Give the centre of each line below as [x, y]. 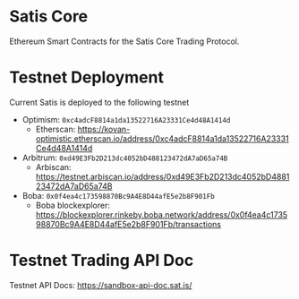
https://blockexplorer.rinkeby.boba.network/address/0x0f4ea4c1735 [162, 214]
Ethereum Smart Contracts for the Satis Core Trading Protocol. [124, 41]
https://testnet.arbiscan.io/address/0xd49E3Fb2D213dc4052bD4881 [162, 176]
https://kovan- [104, 129]
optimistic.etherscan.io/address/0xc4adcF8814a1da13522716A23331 [162, 138]
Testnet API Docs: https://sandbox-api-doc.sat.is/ [101, 285]
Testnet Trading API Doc [102, 261]
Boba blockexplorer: [73, 205]
